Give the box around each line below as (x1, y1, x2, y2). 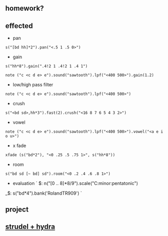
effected (5, 21, 33, 30)
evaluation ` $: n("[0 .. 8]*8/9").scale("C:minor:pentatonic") (12, 180, 138, 186)
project (5, 205, 29, 214)
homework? (5, 4, 44, 13)
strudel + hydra (5, 222, 55, 231)
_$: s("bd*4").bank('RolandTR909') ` (5, 190, 82, 196)
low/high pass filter (12, 82, 54, 88)
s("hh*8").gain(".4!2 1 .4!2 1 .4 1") (5, 64, 88, 69)
